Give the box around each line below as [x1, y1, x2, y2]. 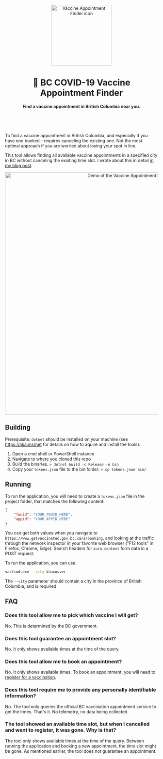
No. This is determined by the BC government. [5, 623, 98, 629]
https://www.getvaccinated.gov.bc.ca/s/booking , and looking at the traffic [5, 535, 154, 541]
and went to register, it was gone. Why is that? [5, 727, 116, 734]
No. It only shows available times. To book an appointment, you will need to [5, 669, 156, 675]
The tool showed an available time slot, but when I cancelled [5, 721, 150, 727]
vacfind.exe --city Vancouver [5, 569, 66, 574]
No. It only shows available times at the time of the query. [5, 646, 120, 652]
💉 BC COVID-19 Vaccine [33, 77, 130, 88]
